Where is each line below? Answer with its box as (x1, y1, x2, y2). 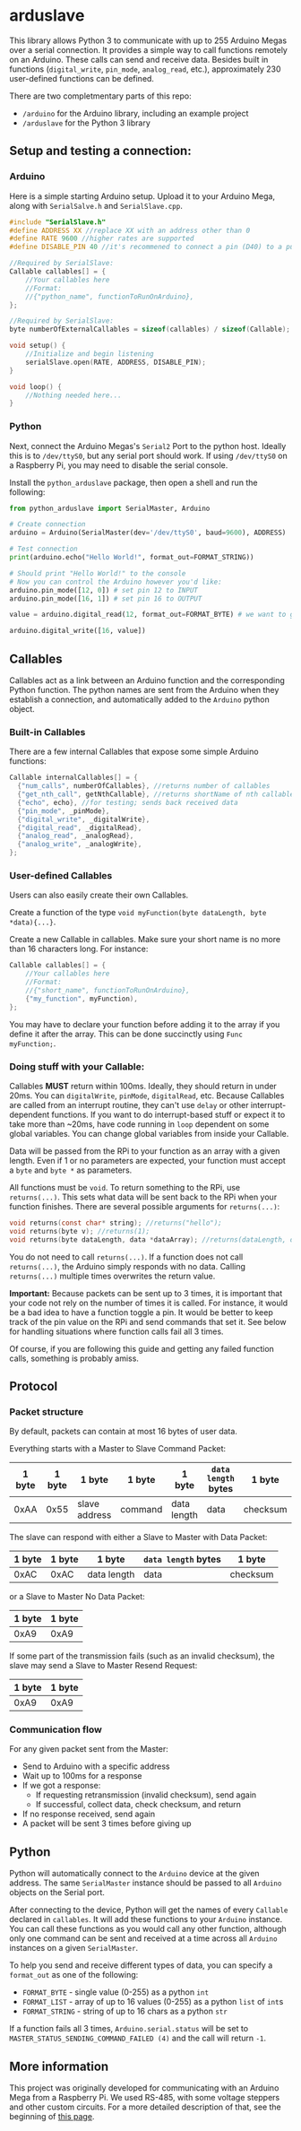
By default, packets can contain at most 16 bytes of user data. (9, 1426, 237, 1437)
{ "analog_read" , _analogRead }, (17, 831, 134, 841)
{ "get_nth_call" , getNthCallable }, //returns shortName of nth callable (17, 790, 295, 799)
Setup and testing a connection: (9, 143, 192, 159)
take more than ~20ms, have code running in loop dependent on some (9, 1118, 270, 1130)
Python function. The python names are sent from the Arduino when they (9, 684, 279, 695)
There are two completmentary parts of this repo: (9, 91, 192, 101)
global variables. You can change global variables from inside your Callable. (9, 1128, 289, 1139)
